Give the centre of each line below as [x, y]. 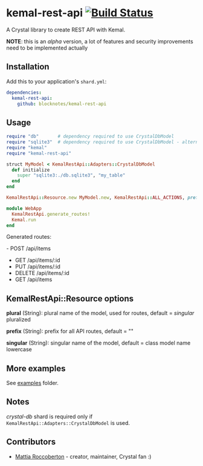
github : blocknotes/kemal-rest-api [62, 104]
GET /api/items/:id [37, 261]
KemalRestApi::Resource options [70, 298]
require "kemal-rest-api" [39, 153]
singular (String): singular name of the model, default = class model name [98, 343]
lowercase [19, 349]
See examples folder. [33, 383]
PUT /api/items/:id [37, 267]
